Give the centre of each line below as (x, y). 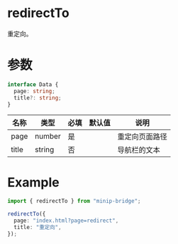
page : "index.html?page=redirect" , (66, 221)
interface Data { (33, 84)
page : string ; (34, 91)
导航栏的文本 (139, 150)
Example (33, 182)
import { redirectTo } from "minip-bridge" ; (74, 201)
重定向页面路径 (143, 137)
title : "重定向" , (38, 227)
